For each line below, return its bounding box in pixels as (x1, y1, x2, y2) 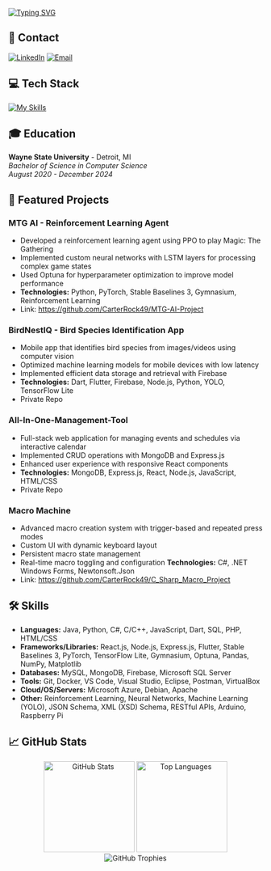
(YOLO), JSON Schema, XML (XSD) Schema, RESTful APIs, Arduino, (19, 702, 247, 712)
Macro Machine (8, 505, 71, 516)
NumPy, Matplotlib (19, 659, 82, 669)
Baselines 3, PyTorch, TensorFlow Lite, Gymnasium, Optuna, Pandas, (19, 650, 250, 660)
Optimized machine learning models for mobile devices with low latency (19, 360, 260, 370)
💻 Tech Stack (8, 77, 80, 91)
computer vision (19, 352, 74, 362)
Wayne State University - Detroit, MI (8, 152, 131, 162)
